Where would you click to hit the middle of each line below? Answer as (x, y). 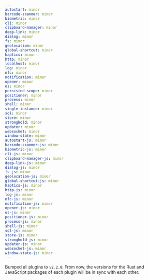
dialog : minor (19, 37)
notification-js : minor (29, 204)
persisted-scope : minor (29, 91)
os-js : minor (18, 213)
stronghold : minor (23, 122)
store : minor (18, 118)
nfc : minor (16, 73)
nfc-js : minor (19, 199)
